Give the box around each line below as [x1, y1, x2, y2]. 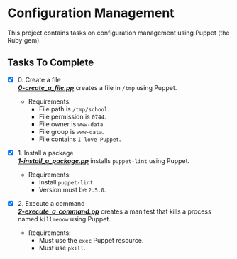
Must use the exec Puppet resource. [38, 236, 144, 244]
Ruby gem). [7, 35, 41, 44]
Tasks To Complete [7, 57, 94, 69]
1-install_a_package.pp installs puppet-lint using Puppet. [17, 156, 190, 165]
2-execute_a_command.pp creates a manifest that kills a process [17, 207, 211, 216]
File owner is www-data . [38, 119, 105, 128]
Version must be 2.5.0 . [38, 185, 106, 194]
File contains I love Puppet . [38, 135, 121, 143]
